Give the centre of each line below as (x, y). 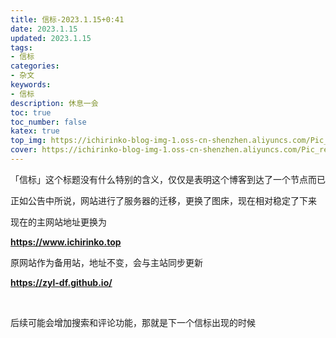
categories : (35, 66)
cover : (24, 150)
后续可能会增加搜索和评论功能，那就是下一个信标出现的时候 (133, 322)
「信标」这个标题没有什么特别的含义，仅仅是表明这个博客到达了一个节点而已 (168, 179)
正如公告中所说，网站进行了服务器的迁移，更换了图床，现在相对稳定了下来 (163, 200)
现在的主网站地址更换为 (58, 222)
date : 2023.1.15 (44, 29)
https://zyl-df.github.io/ (61, 282)
